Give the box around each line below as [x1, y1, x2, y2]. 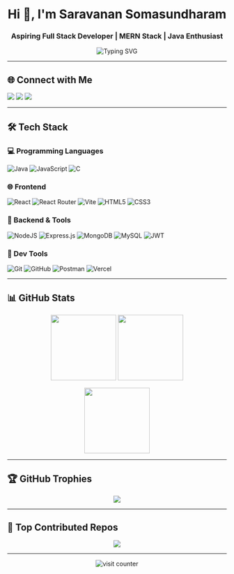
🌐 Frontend [7, 182, 47, 192]
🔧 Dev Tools [7, 248, 48, 258]
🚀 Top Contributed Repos [7, 521, 118, 533]
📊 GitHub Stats [7, 292, 75, 304]
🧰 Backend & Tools [7, 215, 71, 225]
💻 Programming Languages [7, 146, 104, 156]
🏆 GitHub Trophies [7, 473, 93, 485]
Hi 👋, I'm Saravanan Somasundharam [7, 6, 227, 22]
